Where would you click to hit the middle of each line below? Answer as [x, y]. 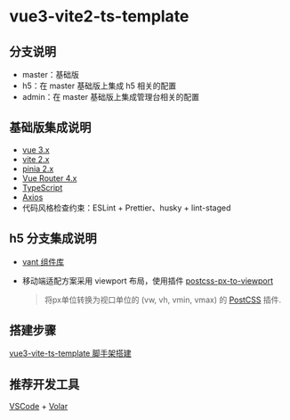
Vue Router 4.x [49, 178]
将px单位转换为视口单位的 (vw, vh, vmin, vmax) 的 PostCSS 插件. [163, 300]
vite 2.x [36, 159]
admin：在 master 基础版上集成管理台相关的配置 [111, 97]
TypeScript [42, 187]
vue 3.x [36, 150]
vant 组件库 [43, 261]
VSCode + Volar [39, 407]
